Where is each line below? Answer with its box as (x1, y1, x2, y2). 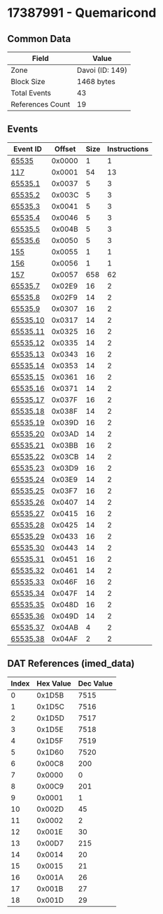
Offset (54, 144, 76, 153)
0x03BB (51, 440, 78, 450)
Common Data (7, 33, 71, 45)
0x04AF (51, 634, 78, 644)
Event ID (13, 144, 42, 153)
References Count (10, 99, 71, 109)
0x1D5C (36, 702, 65, 712)
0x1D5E (36, 724, 64, 734)
